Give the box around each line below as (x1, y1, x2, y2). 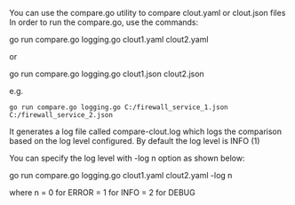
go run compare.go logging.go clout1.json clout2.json (9, 68, 204, 79)
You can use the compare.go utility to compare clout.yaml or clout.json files (9, 8, 286, 18)
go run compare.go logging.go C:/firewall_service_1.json (9, 103, 228, 112)
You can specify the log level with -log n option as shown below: (9, 153, 245, 163)
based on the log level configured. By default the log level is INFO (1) (9, 136, 260, 146)
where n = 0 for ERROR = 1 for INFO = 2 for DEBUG (9, 187, 195, 198)
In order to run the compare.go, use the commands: (9, 17, 199, 28)
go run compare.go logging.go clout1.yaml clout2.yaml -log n (9, 170, 233, 180)
